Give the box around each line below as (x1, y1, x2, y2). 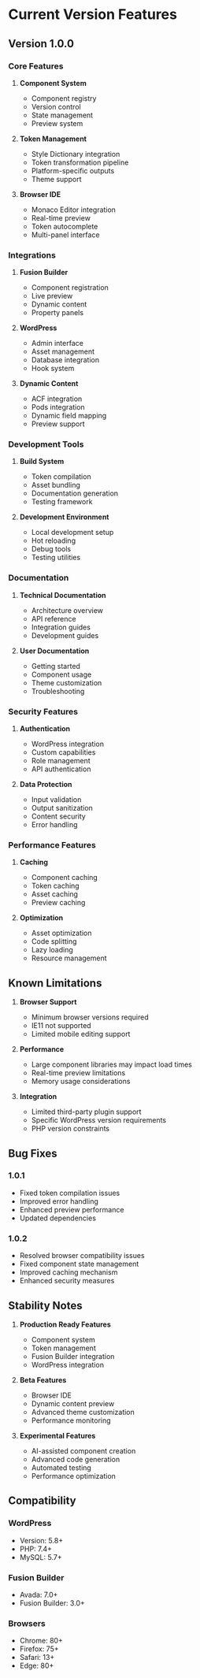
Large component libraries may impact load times (31, 1060, 193, 1069)
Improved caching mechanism (19, 1268, 118, 1277)
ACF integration (31, 394, 83, 403)
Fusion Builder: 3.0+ (19, 1598, 85, 1608)
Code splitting (31, 937, 77, 946)
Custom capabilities (31, 748, 96, 757)
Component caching (31, 873, 98, 882)
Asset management (31, 347, 94, 356)
